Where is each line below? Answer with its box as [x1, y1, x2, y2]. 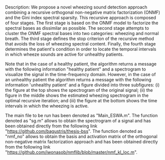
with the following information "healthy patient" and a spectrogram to [5, 66, 146, 72]
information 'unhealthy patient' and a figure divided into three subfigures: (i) [5, 82, 160, 88]
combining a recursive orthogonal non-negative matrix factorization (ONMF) [5, 9, 161, 15]
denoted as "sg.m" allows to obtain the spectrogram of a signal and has [5, 118, 151, 123]
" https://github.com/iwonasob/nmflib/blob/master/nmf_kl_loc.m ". [5, 149, 137, 155]
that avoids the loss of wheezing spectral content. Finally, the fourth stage [5, 41, 156, 46]
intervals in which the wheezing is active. [5, 103, 89, 109]
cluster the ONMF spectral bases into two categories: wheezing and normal [5, 31, 159, 36]
